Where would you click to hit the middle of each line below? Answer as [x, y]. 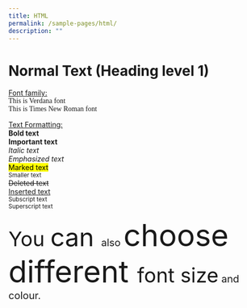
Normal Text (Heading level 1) [109, 71]
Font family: [28, 93]
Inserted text [29, 192]
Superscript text [31, 206]
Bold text [24, 133]
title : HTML [28, 16]
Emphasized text [36, 159]
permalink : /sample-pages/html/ [63, 23]
